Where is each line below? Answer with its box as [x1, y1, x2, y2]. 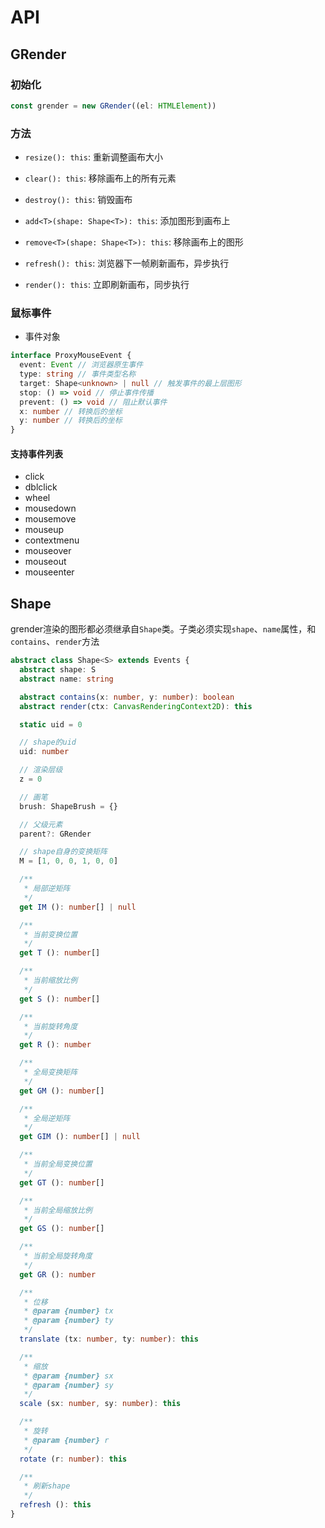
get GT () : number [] [19, 1177, 105, 1188]
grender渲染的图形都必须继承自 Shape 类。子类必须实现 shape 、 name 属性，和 [10, 623, 317, 635]
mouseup [24, 524, 65, 536]
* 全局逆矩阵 [23, 1113, 71, 1123]
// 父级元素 [19, 819, 63, 830]
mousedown [24, 502, 77, 515]
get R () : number [19, 1040, 92, 1050]
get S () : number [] [19, 994, 101, 1004]
